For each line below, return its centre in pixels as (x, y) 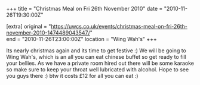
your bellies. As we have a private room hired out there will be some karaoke (100, 63)
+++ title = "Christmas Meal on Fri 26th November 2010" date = (84, 9)
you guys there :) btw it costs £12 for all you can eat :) (72, 76)
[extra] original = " (29, 26)
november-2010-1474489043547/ (48, 33)
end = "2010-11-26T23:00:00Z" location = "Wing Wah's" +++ (81, 39)
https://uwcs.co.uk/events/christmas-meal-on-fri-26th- (119, 26)
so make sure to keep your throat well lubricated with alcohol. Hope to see (98, 70)
